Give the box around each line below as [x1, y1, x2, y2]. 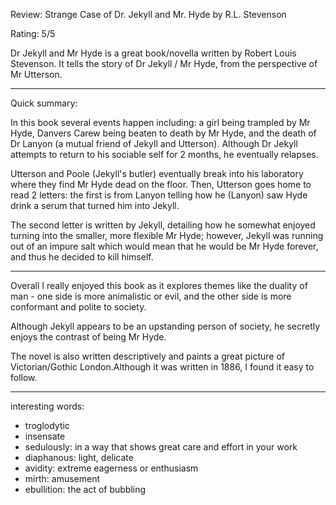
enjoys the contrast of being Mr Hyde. [10, 331, 167, 343]
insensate [24, 430, 66, 442]
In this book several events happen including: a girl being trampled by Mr [10, 117, 311, 128]
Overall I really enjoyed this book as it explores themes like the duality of [10, 280, 308, 291]
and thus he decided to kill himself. [10, 251, 154, 263]
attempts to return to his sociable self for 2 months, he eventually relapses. [10, 149, 319, 160]
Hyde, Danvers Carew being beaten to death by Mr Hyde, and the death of [10, 127, 317, 139]
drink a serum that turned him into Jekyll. [10, 200, 180, 211]
